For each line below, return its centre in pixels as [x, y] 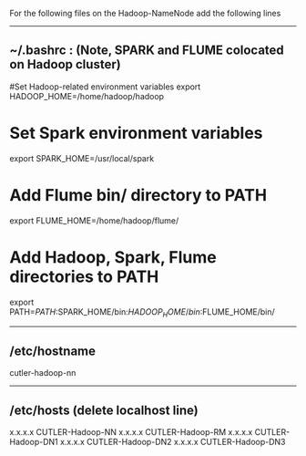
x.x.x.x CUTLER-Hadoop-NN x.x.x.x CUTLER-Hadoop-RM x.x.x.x [131, 432]
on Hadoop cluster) [65, 64]
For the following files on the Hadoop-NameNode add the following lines [145, 13]
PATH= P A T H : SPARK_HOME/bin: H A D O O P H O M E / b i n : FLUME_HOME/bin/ [142, 312]
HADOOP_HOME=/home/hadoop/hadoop [87, 96]
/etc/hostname [52, 351]
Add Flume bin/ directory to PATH [138, 195]
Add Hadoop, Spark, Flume [113, 257]
